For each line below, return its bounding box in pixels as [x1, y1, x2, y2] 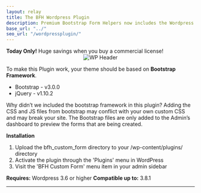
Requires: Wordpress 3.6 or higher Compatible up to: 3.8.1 [6, 174, 151, 182]
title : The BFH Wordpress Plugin [6, 14, 90, 20]
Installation [6, 132, 35, 140]
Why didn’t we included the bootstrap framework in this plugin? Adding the [6, 101, 191, 108]
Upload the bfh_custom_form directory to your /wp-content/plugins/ [14, 144, 183, 151]
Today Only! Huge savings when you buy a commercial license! [6, 47, 163, 55]
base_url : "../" [6, 25, 47, 32]
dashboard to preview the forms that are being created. [6, 120, 143, 128]
